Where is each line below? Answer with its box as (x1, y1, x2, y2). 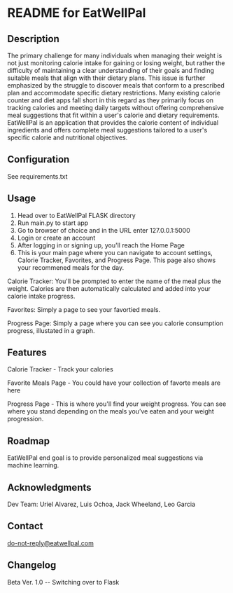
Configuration (7, 154, 70, 165)
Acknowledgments (7, 482, 92, 493)
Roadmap (7, 435, 50, 447)
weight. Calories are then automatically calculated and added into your (7, 284, 211, 292)
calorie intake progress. (7, 292, 76, 300)
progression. (7, 415, 44, 423)
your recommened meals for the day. (17, 263, 125, 271)
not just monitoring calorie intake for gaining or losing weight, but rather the (7, 59, 225, 67)
